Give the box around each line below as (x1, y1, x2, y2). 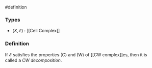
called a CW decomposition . (5, 57, 62, 63)
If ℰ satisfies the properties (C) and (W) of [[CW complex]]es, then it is (5, 51, 148, 58)
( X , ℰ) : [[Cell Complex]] (12, 28, 60, 34)
